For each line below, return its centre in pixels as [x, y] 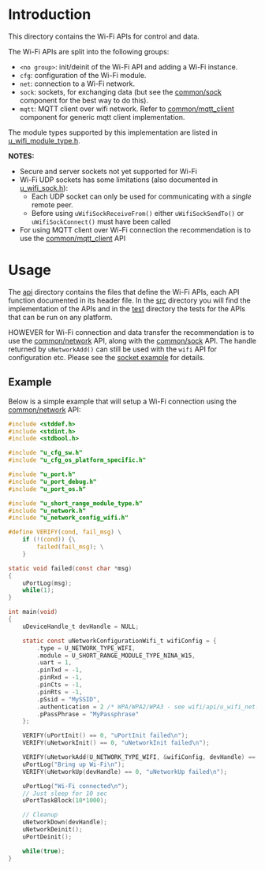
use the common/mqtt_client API [73, 238]
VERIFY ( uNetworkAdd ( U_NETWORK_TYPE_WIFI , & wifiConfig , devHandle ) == [139, 757]
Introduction [50, 15]
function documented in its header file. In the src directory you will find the [129, 300]
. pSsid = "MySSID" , [69, 699]
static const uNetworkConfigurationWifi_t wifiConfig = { [119, 641]
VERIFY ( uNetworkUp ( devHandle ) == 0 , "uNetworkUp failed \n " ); [125, 771]
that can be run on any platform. [60, 317]
